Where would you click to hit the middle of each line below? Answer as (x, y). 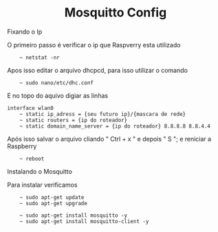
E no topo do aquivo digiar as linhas (58, 95)
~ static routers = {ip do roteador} (74, 120)
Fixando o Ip (25, 32)
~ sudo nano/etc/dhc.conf (57, 83)
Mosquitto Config (116, 13)
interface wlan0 (30, 108)
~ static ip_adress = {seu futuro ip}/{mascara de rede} (103, 114)
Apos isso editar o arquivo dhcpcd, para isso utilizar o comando (97, 70)
